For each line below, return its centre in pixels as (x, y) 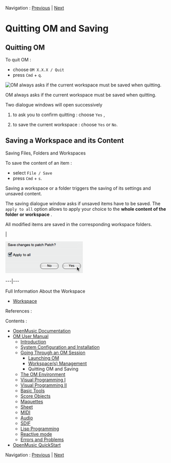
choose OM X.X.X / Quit (38, 70)
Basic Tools (33, 390)
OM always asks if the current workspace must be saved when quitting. (81, 95)
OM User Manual (30, 336)
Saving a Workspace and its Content (65, 141)
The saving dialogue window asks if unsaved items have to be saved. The (83, 203)
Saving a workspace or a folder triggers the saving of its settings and (78, 188)
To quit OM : (18, 60)
